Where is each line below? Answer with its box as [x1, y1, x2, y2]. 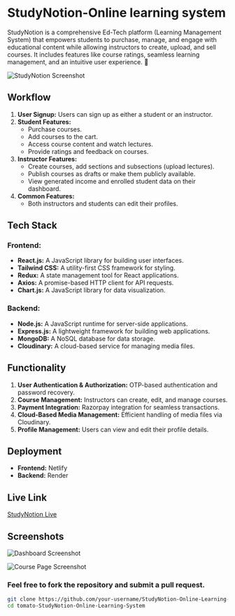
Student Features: [17, 117, 71, 126]
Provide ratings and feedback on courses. [27, 147, 149, 155]
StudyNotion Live [7, 510, 57, 519]
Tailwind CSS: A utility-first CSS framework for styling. [17, 264, 176, 272]
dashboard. [27, 184, 62, 193]
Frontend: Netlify [17, 464, 68, 473]
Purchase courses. [27, 124, 83, 134]
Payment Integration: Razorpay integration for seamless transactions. [17, 403, 220, 411]
